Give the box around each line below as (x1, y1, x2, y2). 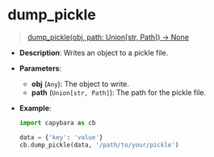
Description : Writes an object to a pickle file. (19, 48, 169, 57)
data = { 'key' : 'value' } (19, 133, 103, 142)
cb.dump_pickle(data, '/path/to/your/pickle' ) (19, 141, 179, 149)
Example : (19, 103, 52, 113)
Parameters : (19, 63, 62, 73)
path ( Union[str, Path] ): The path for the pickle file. (31, 87, 207, 97)
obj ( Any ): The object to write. (31, 79, 130, 89)
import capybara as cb (19, 118, 96, 126)
